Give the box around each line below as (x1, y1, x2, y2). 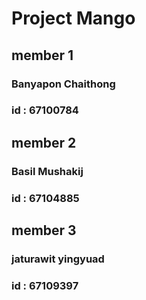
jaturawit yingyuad (11, 252, 105, 266)
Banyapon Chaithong (11, 77, 116, 91)
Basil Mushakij (11, 164, 84, 178)
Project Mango (11, 7, 136, 30)
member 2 (11, 134, 77, 151)
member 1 (11, 47, 74, 64)
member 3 (11, 222, 77, 239)
